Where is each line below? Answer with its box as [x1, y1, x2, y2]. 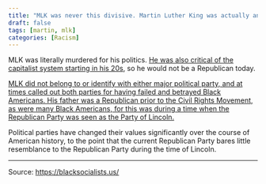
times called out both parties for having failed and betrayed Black [8, 88, 222, 97]
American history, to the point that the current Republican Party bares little [8, 136, 251, 146]
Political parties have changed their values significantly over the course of [8, 128, 250, 137]
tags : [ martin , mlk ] [8, 26, 77, 34]
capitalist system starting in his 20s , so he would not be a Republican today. [8, 64, 256, 73]
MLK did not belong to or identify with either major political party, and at [8, 79, 243, 88]
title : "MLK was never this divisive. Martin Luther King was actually [8, 11, 249, 20]
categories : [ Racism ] [8, 33, 80, 42]
